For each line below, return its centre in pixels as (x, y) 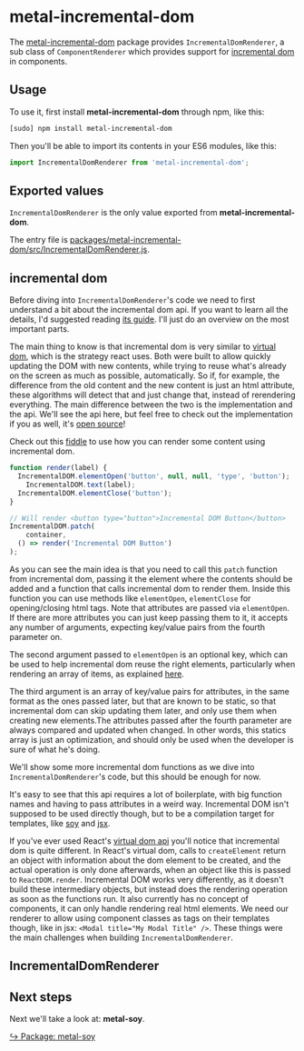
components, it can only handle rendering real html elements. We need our (149, 908)
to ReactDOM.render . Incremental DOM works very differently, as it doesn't (147, 879)
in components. (39, 61)
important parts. (39, 329)
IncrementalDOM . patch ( (52, 526)
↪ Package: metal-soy (53, 1036)
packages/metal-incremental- (125, 240)
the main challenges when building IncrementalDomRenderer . (122, 937)
